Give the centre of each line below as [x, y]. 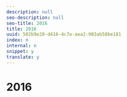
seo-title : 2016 [27, 23]
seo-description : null [35, 18]
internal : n [21, 46]
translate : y [23, 57]
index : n [17, 40]
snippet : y [20, 52]
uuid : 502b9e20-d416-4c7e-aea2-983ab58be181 [64, 35]
